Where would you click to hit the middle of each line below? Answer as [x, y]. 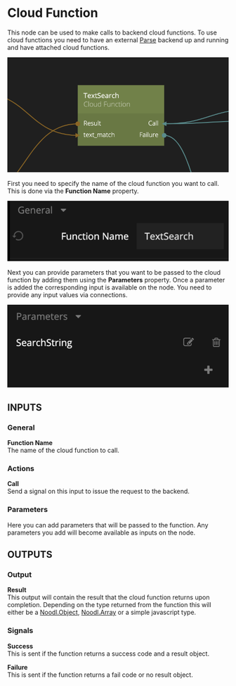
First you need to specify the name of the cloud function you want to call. [113, 184]
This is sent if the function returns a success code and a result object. [108, 654]
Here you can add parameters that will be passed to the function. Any [108, 525]
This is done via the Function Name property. [73, 191]
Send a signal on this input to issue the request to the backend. [98, 492]
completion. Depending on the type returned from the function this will [110, 605]
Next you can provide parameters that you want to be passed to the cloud [114, 273]
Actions [21, 468]
